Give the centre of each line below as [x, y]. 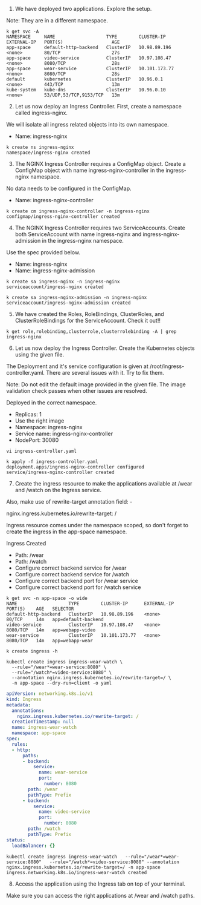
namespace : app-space [39, 733]
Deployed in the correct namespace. [52, 403]
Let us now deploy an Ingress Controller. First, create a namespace [98, 106]
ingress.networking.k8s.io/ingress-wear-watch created [77, 872]
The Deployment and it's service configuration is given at [78, 366]
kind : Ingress [24, 699]
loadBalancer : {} [33, 846]
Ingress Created [26, 543]
